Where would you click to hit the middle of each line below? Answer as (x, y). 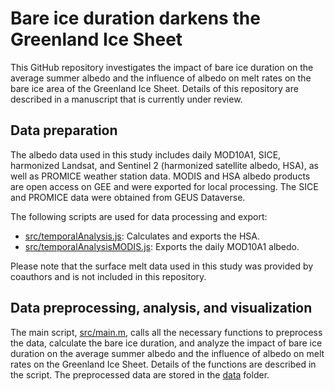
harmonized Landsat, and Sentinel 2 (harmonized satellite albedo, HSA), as (164, 165)
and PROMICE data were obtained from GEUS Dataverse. (128, 197)
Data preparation (64, 130)
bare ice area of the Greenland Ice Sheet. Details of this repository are (154, 88)
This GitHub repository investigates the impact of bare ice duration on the (162, 67)
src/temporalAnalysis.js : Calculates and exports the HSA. (142, 236)
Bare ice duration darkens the (135, 18)
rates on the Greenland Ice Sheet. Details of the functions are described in (163, 364)
